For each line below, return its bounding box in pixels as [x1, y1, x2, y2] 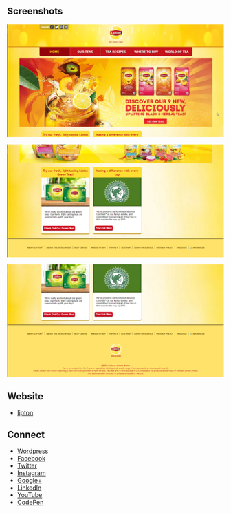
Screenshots [7, 6, 63, 17]
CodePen [16, 498, 44, 506]
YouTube [16, 490, 43, 499]
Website [7, 390, 43, 402]
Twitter [16, 461, 38, 470]
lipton [16, 409, 34, 417]
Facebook [16, 454, 46, 462]
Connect [7, 428, 45, 440]
